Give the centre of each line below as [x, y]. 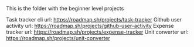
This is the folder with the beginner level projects [65, 8]
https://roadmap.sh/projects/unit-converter [58, 38]
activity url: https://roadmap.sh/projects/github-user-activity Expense [90, 26]
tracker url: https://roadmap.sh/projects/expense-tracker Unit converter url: [97, 32]
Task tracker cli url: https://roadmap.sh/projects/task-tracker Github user [94, 19]
